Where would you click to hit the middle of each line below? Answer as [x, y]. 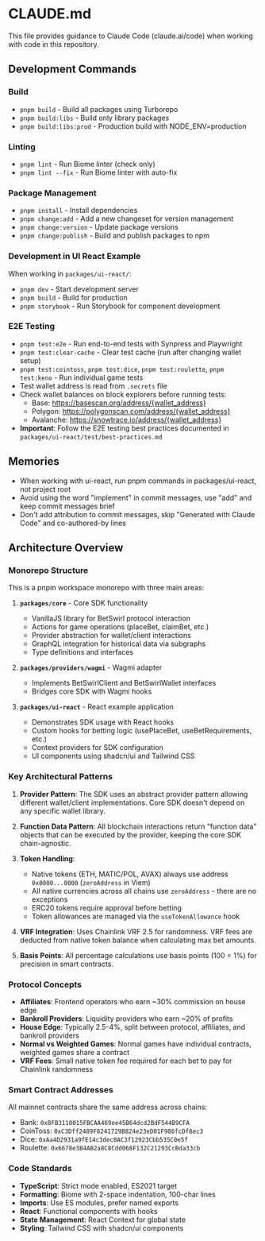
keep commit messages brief [67, 506]
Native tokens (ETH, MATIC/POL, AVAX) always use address [130, 874]
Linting [22, 146]
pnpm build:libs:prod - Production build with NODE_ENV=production [133, 126]
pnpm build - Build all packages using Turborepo [99, 109]
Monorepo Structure [48, 570]
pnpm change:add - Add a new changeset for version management [127, 218]
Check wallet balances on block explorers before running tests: [123, 394]
